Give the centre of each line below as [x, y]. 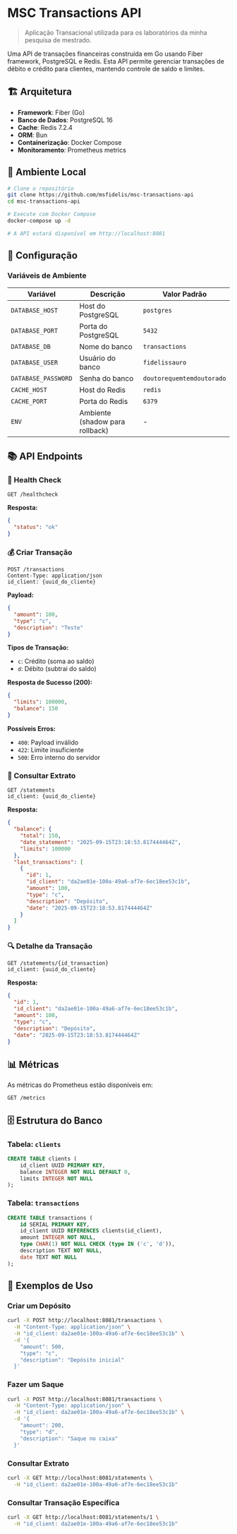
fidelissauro [165, 362]
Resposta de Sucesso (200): [50, 682]
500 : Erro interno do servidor [59, 757]
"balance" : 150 [36, 709]
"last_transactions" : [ [48, 862]
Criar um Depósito [39, 1306]
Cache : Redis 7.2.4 [45, 127]
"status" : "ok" [36, 528]
